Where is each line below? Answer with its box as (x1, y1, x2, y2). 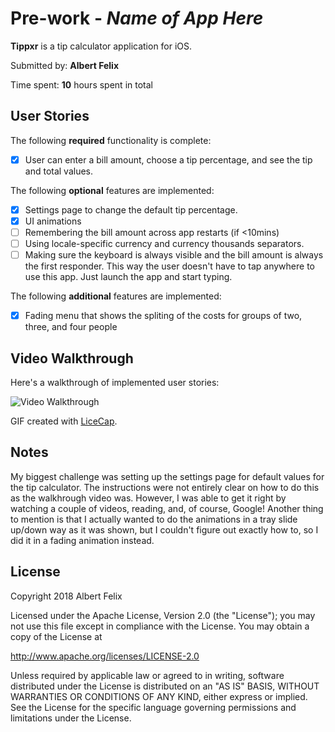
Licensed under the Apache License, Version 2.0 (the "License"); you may (10, 609, 316, 621)
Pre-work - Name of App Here (10, 7, 264, 30)
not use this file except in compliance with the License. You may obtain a (10, 620, 310, 632)
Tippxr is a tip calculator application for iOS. (10, 40, 193, 52)
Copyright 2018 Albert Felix (10, 590, 123, 602)
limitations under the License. (10, 712, 132, 724)
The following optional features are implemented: (10, 184, 215, 196)
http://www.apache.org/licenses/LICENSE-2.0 (10, 650, 200, 662)
